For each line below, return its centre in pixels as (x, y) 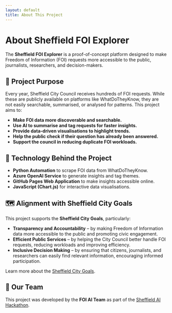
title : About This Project (34, 15)
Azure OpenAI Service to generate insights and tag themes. (76, 176)
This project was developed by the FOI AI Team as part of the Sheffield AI (83, 299)
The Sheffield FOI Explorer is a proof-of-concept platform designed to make (86, 54)
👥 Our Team (24, 287)
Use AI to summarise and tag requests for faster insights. (75, 126)
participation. (27, 261)
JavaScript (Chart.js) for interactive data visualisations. (71, 187)
